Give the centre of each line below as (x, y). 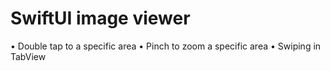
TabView (28, 56)
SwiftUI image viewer (100, 18)
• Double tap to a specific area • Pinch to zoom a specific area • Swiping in (166, 46)
